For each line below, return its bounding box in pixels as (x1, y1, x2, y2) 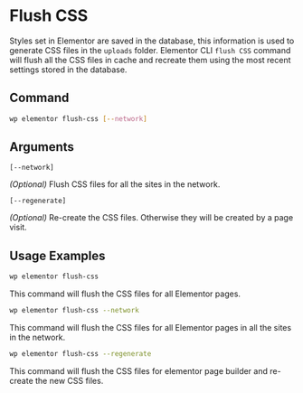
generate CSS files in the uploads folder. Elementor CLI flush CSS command (9, 44, 291, 55)
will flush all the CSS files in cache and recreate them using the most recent (9, 54, 291, 65)
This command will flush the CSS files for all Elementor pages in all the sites (9, 323, 292, 332)
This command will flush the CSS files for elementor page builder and (9, 365, 269, 376)
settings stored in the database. (9, 64, 128, 75)
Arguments (9, 139, 75, 154)
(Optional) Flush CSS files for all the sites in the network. (9, 179, 221, 190)
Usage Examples (9, 248, 106, 263)
